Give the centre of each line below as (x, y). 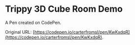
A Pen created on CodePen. (33, 22)
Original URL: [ (20, 32)
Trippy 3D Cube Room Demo (64, 9)
